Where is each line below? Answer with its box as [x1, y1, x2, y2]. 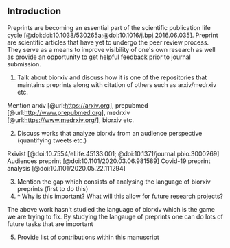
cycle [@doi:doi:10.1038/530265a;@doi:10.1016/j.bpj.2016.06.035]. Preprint [7, 31, 218, 39]
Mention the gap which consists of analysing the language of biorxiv [16, 177, 211, 186]
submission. [7, 60, 41, 68]
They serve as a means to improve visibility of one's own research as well [7, 45, 216, 53]
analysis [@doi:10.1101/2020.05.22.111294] [7, 164, 126, 172]
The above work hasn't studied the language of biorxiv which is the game [7, 205, 215, 213]
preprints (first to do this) [16, 184, 89, 193]
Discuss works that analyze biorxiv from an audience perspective [16, 129, 203, 137]
